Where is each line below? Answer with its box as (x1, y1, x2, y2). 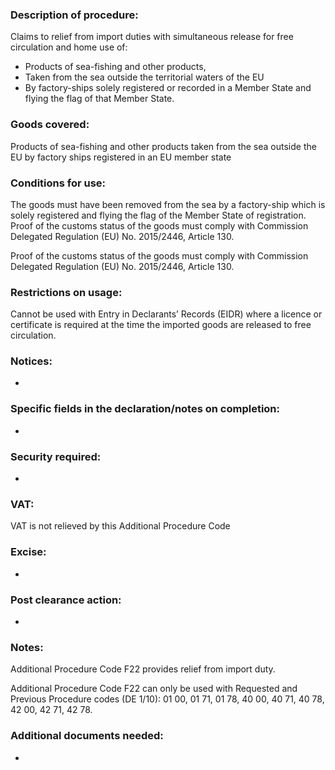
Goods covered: (10, 118, 90, 132)
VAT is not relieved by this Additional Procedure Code (10, 520, 231, 532)
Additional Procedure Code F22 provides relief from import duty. (10, 663, 276, 675)
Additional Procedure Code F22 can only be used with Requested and (10, 683, 298, 695)
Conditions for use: (10, 176, 107, 190)
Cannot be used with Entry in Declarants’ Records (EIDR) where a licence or (10, 308, 323, 320)
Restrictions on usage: (10, 285, 123, 299)
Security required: (10, 449, 102, 463)
